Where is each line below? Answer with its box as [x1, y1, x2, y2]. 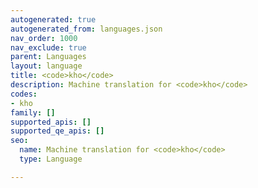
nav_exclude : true [10, 42, 87, 53]
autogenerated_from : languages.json [10, 24, 163, 34]
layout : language [10, 61, 83, 71]
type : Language [19, 154, 83, 164]
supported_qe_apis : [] [10, 126, 105, 136]
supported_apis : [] [10, 117, 92, 127]
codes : [10, 89, 38, 99]
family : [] [10, 107, 56, 118]
